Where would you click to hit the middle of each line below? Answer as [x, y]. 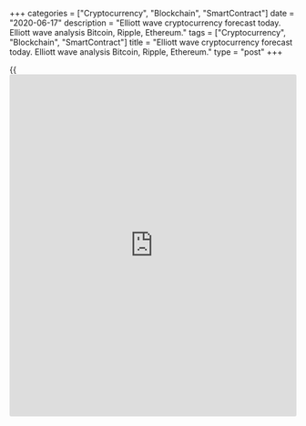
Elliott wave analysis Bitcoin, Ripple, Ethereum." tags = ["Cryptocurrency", [148, 32]
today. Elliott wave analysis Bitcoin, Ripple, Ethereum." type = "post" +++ [146, 52]
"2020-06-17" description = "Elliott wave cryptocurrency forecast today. [145, 23]
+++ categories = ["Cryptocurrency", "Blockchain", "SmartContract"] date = [152, 13]
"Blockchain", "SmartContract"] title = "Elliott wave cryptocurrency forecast [151, 42]
